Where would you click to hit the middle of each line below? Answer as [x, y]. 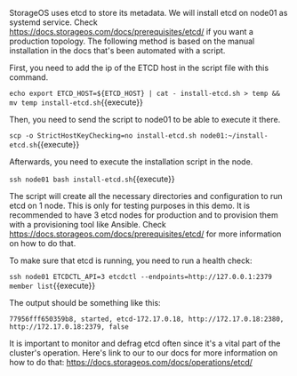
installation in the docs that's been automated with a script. [117, 51]
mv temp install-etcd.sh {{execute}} [76, 102]
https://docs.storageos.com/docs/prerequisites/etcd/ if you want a [131, 32]
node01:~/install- [234, 136]
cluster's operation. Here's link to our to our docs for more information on [144, 353]
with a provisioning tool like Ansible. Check [88, 224]
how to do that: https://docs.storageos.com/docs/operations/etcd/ [131, 362]
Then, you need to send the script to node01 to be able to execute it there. [145, 120]
